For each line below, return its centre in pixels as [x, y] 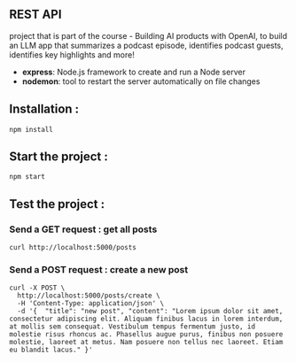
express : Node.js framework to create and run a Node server [134, 72]
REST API [35, 15]
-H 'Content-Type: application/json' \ [91, 304]
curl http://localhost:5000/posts [73, 248]
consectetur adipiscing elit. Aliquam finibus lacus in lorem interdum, [146, 319]
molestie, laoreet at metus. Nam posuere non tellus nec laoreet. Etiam [146, 343]
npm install [31, 129]
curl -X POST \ [37, 288]
